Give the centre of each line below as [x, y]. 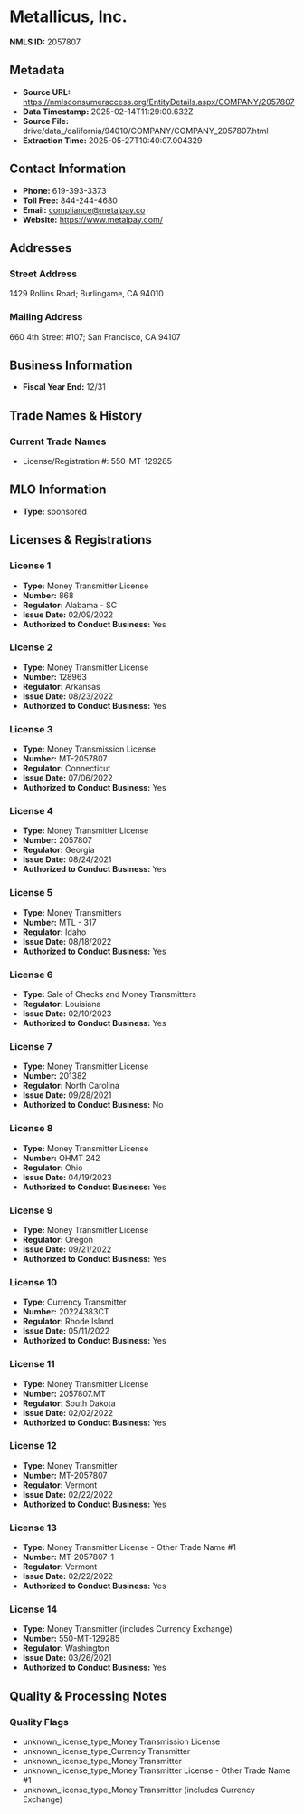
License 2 [31, 647]
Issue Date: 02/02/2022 [68, 1412]
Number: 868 [48, 595]
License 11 [33, 1364]
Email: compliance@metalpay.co [84, 209]
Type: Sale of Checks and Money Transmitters [109, 994]
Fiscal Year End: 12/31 [64, 387]
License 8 [31, 1129]
